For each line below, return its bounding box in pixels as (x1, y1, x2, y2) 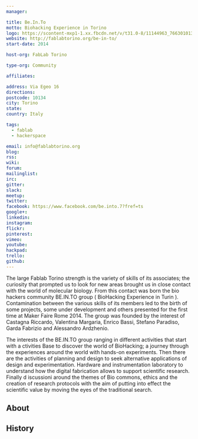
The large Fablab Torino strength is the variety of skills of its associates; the (6, 275, 190, 282)
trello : (6, 253, 25, 259)
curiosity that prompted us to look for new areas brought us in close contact (6, 280, 191, 288)
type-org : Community (6, 62, 57, 68)
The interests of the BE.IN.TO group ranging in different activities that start (6, 336, 187, 343)
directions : (6, 89, 35, 95)
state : (6, 105, 22, 112)
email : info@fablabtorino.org (6, 143, 81, 149)
